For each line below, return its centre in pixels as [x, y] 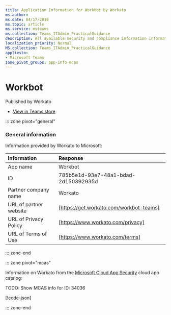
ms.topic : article [25, 24]
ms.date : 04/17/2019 [27, 19]
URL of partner [25, 205]
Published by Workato [28, 102]
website [17, 211]
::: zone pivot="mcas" [28, 263]
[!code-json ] [18, 298]
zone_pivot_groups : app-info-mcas [42, 62]
